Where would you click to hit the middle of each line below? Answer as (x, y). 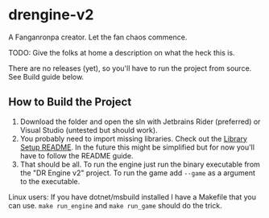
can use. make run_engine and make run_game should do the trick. (116, 205)
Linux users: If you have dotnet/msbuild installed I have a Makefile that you (132, 197)
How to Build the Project (70, 102)
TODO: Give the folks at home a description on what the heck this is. (122, 52)
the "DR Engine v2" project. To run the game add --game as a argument (137, 173)
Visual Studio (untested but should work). (89, 130)
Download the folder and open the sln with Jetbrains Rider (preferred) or (140, 121)
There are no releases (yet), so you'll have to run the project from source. (130, 68)
